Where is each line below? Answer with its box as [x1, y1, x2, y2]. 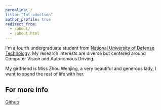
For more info [5, 86, 49, 94]
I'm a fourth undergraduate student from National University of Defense [5, 45, 154, 51]
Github [5, 99, 19, 105]
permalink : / [5, 7, 33, 13]
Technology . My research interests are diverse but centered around [5, 50, 146, 56]
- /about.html [10, 31, 39, 36]
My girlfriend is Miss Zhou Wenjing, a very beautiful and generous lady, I [5, 65, 156, 71]
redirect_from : [5, 21, 37, 27]
